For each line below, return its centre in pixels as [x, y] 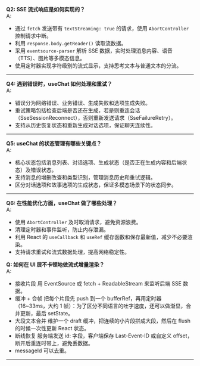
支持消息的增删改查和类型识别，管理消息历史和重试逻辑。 [85, 177]
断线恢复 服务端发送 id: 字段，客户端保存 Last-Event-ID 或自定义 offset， [104, 336]
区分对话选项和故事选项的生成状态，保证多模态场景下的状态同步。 [96, 185]
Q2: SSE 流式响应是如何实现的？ [46, 9]
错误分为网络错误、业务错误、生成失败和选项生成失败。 [82, 103]
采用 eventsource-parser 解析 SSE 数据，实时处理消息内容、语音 [93, 51]
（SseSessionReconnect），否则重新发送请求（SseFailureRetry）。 [96, 118]
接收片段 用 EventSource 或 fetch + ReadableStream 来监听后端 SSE [98, 283]
